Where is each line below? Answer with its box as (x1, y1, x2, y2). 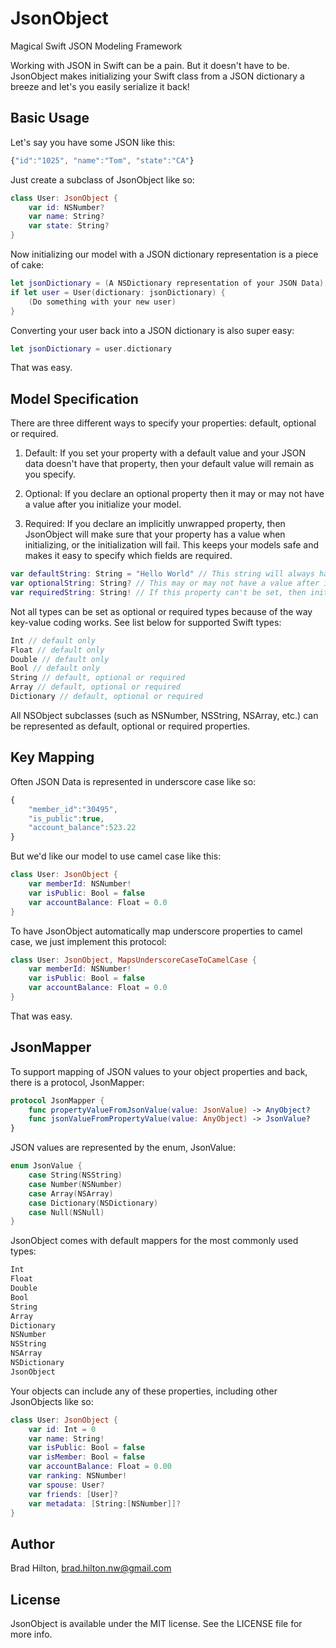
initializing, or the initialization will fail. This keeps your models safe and (24, 539, 319, 551)
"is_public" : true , (28, 813, 105, 824)
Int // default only (10, 635, 97, 646)
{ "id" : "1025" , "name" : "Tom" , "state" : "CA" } (10, 155, 195, 166)
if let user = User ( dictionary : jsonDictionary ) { (10, 287, 226, 297)
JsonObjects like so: (10, 1395, 94, 1407)
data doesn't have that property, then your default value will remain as (24, 458, 315, 470)
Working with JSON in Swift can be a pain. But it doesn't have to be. (10, 59, 290, 71)
